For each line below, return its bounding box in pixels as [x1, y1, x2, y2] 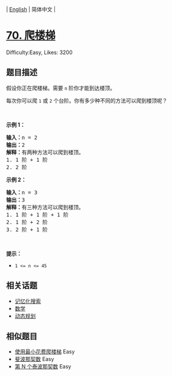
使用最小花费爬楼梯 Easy [14, 348, 75, 355]
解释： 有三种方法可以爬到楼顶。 [6, 204, 84, 210]
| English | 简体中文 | [6, 6, 56, 12]
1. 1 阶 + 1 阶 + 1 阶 [6, 211, 69, 218]
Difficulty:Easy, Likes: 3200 [6, 49, 73, 56]
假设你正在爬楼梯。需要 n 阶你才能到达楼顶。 [6, 84, 116, 91]
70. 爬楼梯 [6, 29, 56, 42]
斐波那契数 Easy [14, 356, 54, 363]
